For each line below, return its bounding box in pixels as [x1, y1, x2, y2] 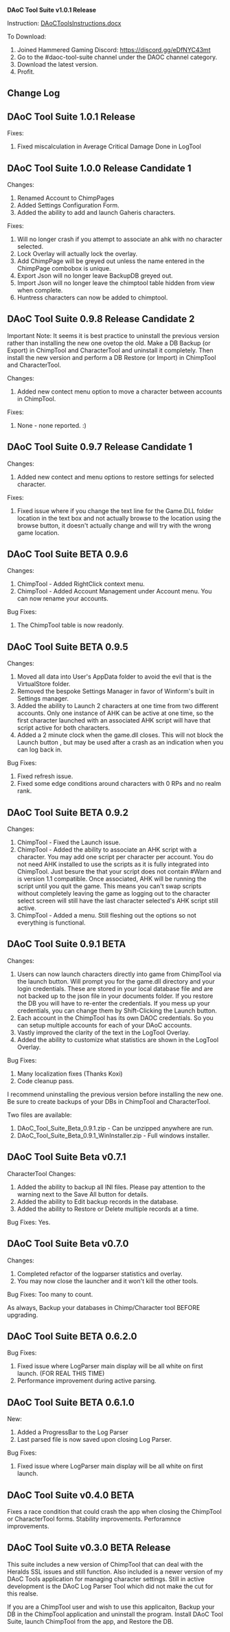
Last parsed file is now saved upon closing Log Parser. [16, 1436, 172, 1444]
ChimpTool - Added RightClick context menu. [16, 580, 146, 588]
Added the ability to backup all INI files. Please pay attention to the [16, 1183, 206, 1191]
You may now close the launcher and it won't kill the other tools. [16, 1277, 198, 1285]
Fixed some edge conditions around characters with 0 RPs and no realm [16, 780, 222, 788]
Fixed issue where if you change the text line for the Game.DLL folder [16, 506, 214, 514]
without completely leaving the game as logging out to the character [16, 889, 211, 898]
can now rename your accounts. [16, 594, 108, 603]
